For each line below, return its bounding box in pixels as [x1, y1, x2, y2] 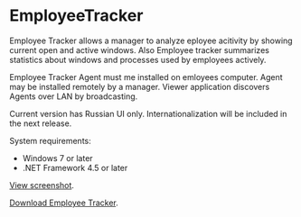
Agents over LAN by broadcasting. [9, 91, 138, 102]
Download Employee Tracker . [9, 197, 119, 208]
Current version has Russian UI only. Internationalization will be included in [9, 108, 287, 119]
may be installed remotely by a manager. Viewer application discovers [9, 81, 270, 92]
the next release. [9, 118, 72, 129]
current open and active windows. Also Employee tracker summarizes [9, 44, 269, 55]
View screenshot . [9, 179, 75, 190]
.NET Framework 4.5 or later [22, 162, 128, 173]
